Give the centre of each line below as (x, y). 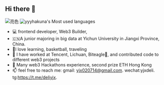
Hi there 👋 (20, 9)
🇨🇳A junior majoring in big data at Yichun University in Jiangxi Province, (86, 38)
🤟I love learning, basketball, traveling (49, 49)
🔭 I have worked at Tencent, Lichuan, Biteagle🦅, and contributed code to (85, 54)
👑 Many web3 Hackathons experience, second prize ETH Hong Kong (82, 64)
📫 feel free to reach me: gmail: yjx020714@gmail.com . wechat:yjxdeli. (83, 70)
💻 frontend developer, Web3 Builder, (50, 31)
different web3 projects (36, 60)
